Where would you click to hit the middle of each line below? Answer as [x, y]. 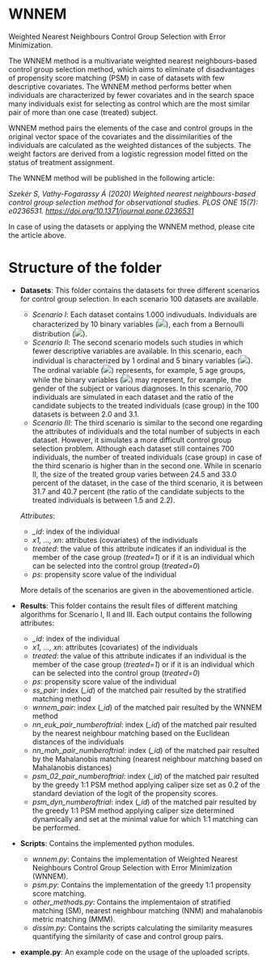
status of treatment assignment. [61, 162]
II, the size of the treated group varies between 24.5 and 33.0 [134, 474]
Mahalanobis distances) [72, 767]
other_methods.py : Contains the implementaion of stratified [131, 902]
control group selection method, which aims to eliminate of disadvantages [131, 69]
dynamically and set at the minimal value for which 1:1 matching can [145, 819]
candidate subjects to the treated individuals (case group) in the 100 [146, 405]
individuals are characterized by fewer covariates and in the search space [131, 95]
